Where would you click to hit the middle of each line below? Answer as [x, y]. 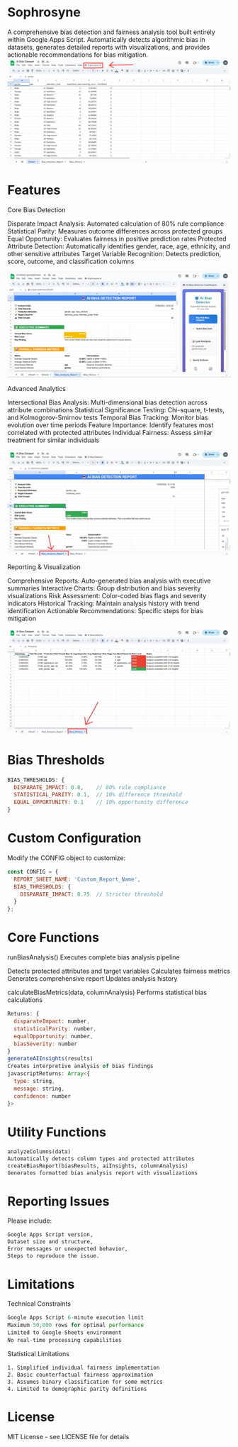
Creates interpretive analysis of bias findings [80, 1066]
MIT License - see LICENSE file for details [68, 1436]
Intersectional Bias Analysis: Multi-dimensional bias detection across [107, 402]
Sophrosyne [44, 12]
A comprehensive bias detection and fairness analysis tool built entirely [112, 32]
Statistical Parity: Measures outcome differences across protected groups [115, 231]
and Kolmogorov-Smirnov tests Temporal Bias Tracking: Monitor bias [108, 418]
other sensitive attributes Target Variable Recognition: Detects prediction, [114, 253]
